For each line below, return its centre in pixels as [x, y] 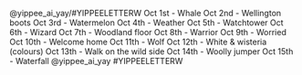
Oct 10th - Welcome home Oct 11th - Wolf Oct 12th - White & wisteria [138, 42]
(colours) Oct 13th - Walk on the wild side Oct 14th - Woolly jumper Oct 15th [151, 52]
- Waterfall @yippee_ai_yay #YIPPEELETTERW [96, 61]
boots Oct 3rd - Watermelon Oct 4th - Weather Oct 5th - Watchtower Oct [147, 23]
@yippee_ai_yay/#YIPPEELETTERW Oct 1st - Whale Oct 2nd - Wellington [146, 13]
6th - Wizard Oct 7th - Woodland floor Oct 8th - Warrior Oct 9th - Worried [148, 32]
